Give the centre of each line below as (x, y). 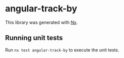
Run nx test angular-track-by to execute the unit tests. (62, 50)
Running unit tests (34, 38)
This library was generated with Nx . (41, 22)
